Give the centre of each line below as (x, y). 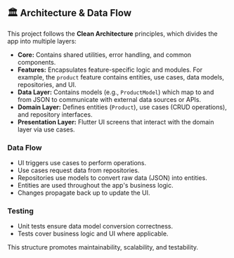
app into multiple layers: (42, 41)
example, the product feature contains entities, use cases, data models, (121, 77)
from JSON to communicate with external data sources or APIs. (109, 99)
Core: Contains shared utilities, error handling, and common (104, 54)
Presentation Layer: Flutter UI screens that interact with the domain (116, 122)
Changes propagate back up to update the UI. (84, 193)
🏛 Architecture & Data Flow (70, 13)
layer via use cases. (46, 129)
